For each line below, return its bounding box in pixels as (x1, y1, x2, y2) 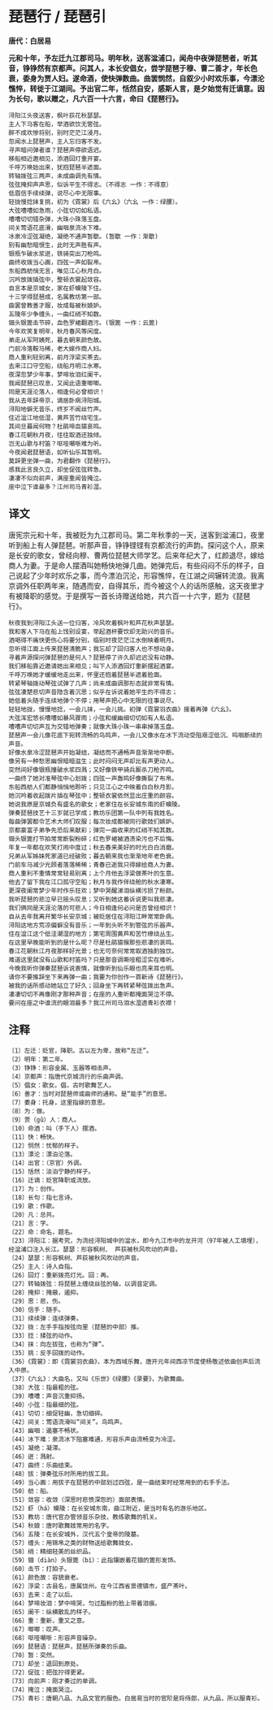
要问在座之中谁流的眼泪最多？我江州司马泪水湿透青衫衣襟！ (8, 999, 178, 1007)
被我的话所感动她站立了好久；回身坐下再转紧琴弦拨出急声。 (8, 981, 178, 990)
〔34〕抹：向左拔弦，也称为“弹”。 (8, 1340, 108, 1348)
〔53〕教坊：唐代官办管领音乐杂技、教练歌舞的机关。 (8, 1513, 161, 1521)
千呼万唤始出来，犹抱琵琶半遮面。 (8, 163, 106, 171)
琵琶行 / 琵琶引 (8, 7, 107, 26)
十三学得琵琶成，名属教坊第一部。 (8, 293, 106, 301)
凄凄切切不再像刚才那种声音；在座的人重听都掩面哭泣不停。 (8, 990, 178, 998)
